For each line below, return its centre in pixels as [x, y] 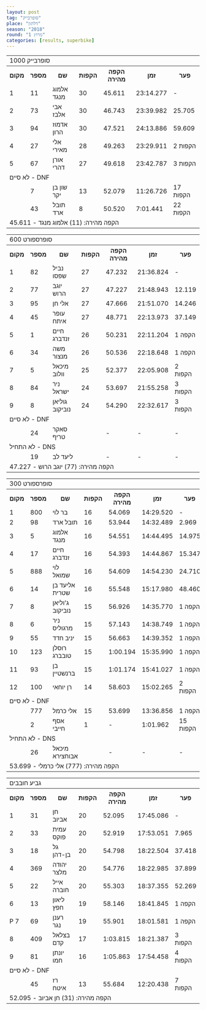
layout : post [23, 12]
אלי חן [60, 303]
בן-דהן [62, 855]
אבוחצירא [65, 756]
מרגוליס [63, 628]
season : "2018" [26, 29]
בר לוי [60, 512]
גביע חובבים [25, 783]
